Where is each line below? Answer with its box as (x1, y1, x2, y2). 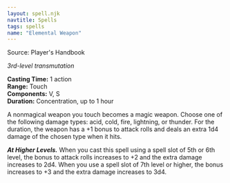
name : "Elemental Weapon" (7, 29, 82, 37)
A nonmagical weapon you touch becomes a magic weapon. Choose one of (7, 110, 223, 119)
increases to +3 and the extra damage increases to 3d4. (7, 168, 167, 176)
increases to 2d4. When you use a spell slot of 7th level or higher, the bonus (7, 160, 224, 169)
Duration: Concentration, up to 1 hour (7, 97, 114, 106)
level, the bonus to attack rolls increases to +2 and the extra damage (7, 153, 202, 162)
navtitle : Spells (7, 17, 57, 23)
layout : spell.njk (7, 10, 60, 17)
